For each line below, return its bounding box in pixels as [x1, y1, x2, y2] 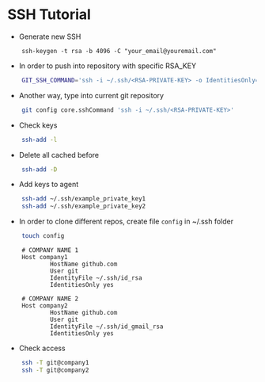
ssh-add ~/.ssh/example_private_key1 [21, 195, 146, 203]
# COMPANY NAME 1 [21, 246, 79, 254]
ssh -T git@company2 [21, 366, 89, 374]
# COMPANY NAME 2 [21, 295, 79, 303]
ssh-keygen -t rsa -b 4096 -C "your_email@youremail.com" [21, 47, 217, 55]
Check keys [18, 120, 58, 130]
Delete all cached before [18, 150, 100, 159]
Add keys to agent [18, 180, 79, 189]
